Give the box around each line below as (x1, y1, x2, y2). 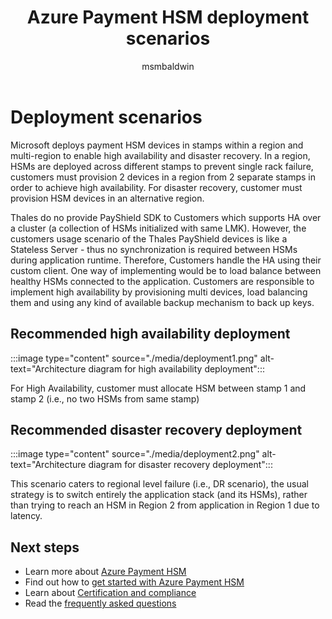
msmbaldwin (141, 60, 195, 72)
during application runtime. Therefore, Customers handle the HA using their (10, 254, 322, 266)
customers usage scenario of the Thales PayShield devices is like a (10, 232, 288, 245)
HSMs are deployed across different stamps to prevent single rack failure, (10, 160, 314, 172)
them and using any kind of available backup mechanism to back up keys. (10, 296, 315, 308)
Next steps (10, 539, 80, 556)
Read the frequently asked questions (24, 597, 177, 610)
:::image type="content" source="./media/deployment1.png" (10, 352, 258, 364)
